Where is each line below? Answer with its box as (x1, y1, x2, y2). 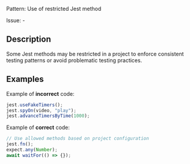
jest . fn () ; (6, 141, 34, 147)
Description (6, 34, 51, 45)
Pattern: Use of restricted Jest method (6, 5, 102, 12)
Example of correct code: (6, 124, 70, 131)
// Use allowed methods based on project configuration (6, 136, 149, 142)
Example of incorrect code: (6, 90, 75, 97)
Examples (6, 74, 44, 84)
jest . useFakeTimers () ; (6, 102, 63, 108)
